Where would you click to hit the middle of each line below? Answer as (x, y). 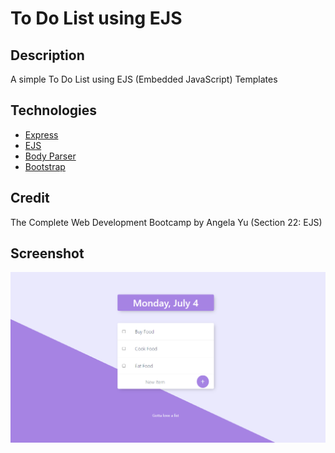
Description (47, 55)
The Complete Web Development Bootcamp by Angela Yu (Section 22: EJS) (166, 222)
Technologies (54, 110)
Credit (30, 198)
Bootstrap (45, 166)
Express (41, 134)
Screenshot (47, 253)
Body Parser (50, 156)
